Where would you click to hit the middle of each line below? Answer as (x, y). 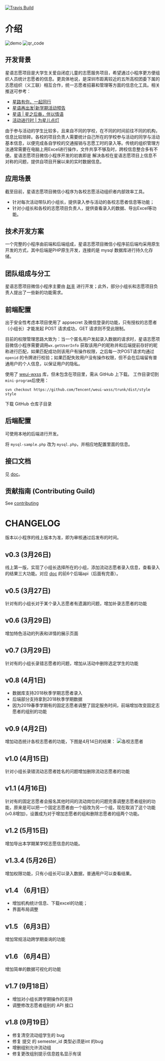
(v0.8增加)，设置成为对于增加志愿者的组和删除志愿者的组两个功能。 (73, 813)
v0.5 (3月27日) (28, 591)
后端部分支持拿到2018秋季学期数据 (47, 699)
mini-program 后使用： (27, 380)
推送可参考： (18, 91)
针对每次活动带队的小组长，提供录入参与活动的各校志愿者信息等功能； (83, 202)
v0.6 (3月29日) (28, 620)
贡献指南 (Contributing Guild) (50, 491)
